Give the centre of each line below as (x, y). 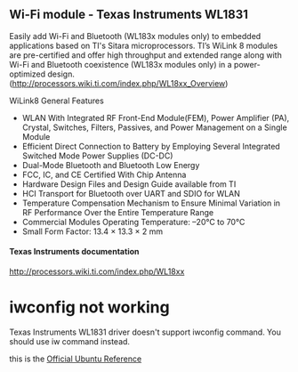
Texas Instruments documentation (74, 252)
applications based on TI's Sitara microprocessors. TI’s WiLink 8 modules (144, 45)
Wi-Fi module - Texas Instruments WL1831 (129, 15)
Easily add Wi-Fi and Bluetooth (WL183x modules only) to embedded (135, 36)
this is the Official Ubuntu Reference (76, 359)
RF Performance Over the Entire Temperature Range (118, 212)
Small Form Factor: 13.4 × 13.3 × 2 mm (92, 231)
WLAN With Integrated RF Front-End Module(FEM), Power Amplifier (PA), (156, 117)
